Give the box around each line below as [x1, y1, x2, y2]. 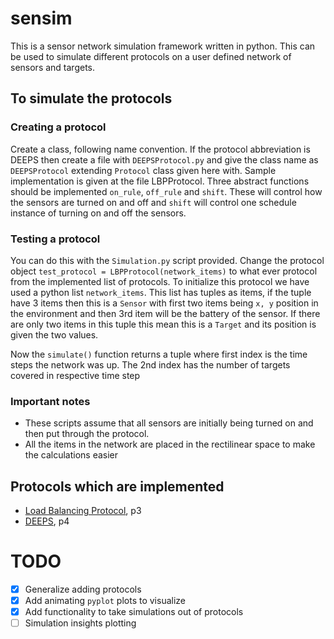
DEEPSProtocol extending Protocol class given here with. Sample [10, 164, 277, 176]
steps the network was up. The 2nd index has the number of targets [10, 358, 291, 371]
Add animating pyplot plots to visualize [24, 595, 186, 607]
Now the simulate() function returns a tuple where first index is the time [10, 348, 308, 360]
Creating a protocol [10, 120, 107, 134]
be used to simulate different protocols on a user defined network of [10, 50, 292, 62]
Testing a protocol [10, 232, 101, 246]
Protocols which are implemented [10, 478, 225, 495]
